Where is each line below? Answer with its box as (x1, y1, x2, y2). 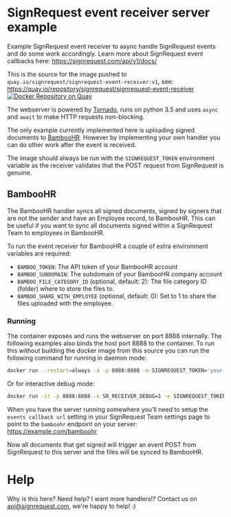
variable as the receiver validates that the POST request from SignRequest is (7, 161, 224, 169)
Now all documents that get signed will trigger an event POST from (7, 440, 197, 448)
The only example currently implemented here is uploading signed (7, 126, 195, 134)
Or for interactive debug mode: (7, 379, 95, 388)
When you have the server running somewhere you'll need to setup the (7, 405, 208, 413)
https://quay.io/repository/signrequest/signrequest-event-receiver (7, 85, 195, 93)
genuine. (7, 168, 32, 177)
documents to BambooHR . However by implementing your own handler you (7, 133, 221, 142)
